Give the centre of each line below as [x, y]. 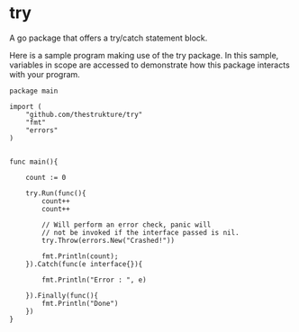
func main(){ [34, 162]
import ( [26, 106]
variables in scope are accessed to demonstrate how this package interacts [149, 65]
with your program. [45, 74]
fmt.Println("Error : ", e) [94, 280]
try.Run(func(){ [56, 193]
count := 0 [46, 177]
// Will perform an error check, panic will [127, 224]
